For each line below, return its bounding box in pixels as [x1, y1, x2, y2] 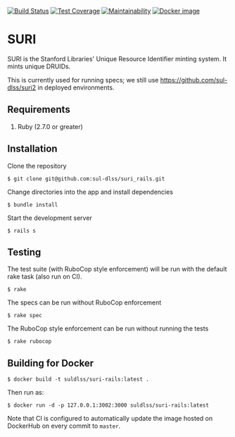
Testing [7, 246, 42, 258]
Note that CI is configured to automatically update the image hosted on [7, 414, 213, 423]
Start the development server [7, 214, 93, 222]
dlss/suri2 [7, 83, 37, 92]
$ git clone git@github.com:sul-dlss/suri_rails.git [7, 175, 165, 183]
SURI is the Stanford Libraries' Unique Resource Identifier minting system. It [7, 54, 227, 63]
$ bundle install [7, 201, 58, 208]
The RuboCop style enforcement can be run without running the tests [7, 324, 209, 333]
